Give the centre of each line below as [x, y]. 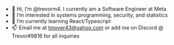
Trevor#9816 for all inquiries [45, 36]
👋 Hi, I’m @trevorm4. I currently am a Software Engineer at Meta [89, 9]
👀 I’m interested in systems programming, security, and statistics [90, 15]
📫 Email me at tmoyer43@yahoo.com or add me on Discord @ [88, 28]
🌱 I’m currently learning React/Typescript [61, 21]
